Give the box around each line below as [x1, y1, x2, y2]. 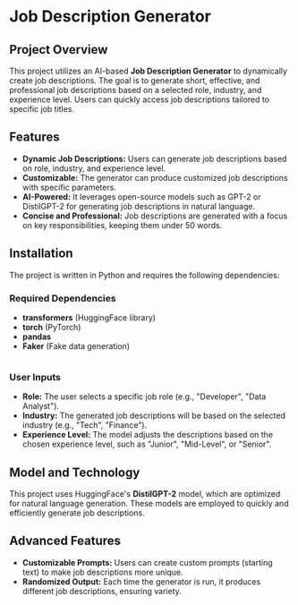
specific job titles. [9, 104, 74, 114]
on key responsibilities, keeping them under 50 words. [21, 219, 223, 230]
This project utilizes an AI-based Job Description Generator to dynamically [9, 65, 288, 76]
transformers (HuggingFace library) [21, 311, 157, 323]
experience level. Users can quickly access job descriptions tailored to [9, 94, 270, 105]
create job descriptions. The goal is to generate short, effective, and [9, 75, 260, 86]
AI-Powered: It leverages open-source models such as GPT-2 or [21, 191, 261, 202]
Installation [9, 246, 73, 261]
